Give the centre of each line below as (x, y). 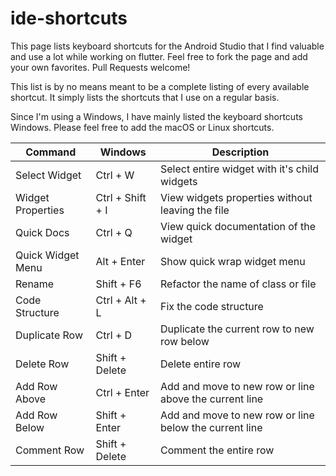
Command (51, 152)
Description (240, 152)
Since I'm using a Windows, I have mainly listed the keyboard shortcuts (156, 116)
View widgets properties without (236, 197)
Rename (35, 284)
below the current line (211, 427)
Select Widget (48, 175)
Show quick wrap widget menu (233, 261)
